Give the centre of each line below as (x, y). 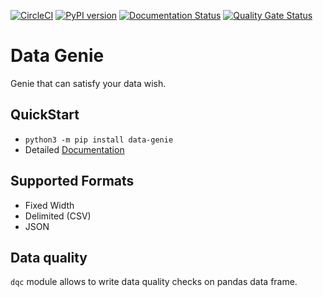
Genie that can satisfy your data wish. (88, 83)
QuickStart (45, 115)
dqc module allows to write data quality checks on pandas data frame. (154, 282)
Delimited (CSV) (58, 216)
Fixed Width (49, 205)
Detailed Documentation (74, 149)
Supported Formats (72, 181)
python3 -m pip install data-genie (99, 140)
